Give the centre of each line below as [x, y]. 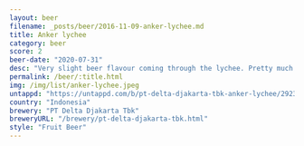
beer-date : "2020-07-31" [56, 60]
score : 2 [26, 52]
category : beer [38, 43]
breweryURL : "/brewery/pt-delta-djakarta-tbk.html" [109, 119]
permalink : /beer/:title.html [66, 77]
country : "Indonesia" [50, 102]
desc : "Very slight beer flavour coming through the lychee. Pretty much [152, 69]
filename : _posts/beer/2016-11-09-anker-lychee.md [107, 26]
